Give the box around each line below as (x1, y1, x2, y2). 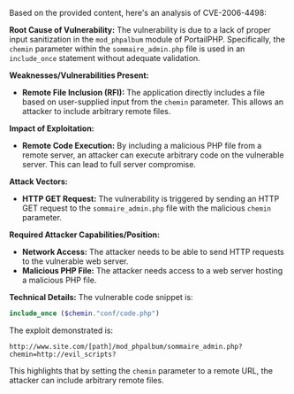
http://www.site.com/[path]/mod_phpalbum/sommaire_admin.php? (9, 342, 243, 351)
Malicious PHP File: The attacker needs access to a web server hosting (21, 266, 283, 275)
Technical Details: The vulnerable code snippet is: (9, 292, 193, 302)
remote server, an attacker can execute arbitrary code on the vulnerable (21, 150, 284, 160)
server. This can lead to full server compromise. (21, 159, 197, 169)
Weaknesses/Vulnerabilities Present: (9, 70, 149, 81)
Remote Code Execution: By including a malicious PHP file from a (21, 141, 262, 151)
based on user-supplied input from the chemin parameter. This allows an (21, 97, 284, 107)
